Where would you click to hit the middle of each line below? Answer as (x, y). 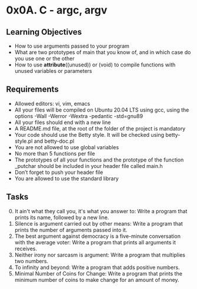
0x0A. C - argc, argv (57, 10)
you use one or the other (44, 58)
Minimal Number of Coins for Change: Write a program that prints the (98, 273)
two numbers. (31, 261)
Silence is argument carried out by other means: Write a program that (99, 223)
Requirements (32, 90)
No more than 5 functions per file (55, 153)
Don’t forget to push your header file (59, 172)
